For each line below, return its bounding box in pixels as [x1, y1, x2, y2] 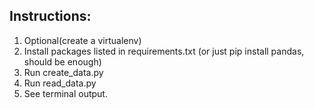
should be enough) [23, 55, 102, 68]
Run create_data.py [23, 66, 104, 78]
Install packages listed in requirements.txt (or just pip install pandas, [23, 45, 305, 57]
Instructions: [9, 8, 92, 25]
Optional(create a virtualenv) [23, 34, 142, 46]
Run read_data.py [23, 77, 97, 89]
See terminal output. [23, 87, 108, 99]
